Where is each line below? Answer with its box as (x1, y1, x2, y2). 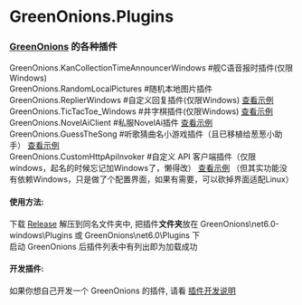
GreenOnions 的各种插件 (9, 41, 118, 53)
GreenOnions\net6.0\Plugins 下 (84, 229, 201, 241)
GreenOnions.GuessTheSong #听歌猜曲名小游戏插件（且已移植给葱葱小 (9, 129, 276, 139)
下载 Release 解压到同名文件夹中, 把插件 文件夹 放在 (9, 218, 199, 229)
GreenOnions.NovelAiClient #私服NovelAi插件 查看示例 (9, 118, 213, 129)
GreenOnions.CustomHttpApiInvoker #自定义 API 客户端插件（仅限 (9, 151, 257, 162)
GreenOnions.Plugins (9, 6, 175, 27)
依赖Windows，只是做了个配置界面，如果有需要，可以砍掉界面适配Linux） (16, 174, 294, 185)
